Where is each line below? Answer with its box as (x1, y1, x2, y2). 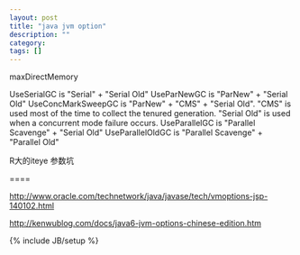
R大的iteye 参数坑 (9, 155, 75, 167)
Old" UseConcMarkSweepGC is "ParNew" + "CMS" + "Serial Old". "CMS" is (9, 98, 291, 109)
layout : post (9, 13, 59, 23)
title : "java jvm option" (9, 22, 106, 31)
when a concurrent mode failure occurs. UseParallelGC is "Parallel (9, 118, 256, 129)
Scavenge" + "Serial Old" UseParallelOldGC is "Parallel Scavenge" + (9, 127, 263, 138)
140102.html (9, 200, 55, 212)
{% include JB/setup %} (9, 235, 99, 246)
